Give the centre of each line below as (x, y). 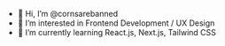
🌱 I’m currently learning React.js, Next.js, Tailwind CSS (117, 32)
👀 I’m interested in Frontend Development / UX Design (116, 23)
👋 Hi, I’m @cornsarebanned (67, 14)
